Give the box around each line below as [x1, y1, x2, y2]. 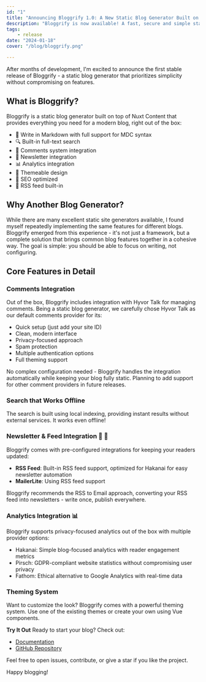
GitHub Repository [15, 645, 63, 652]
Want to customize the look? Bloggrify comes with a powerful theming [6, 602, 184, 609]
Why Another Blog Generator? [6, 200, 124, 210]
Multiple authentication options [15, 350, 94, 357]
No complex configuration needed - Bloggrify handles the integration [6, 368, 181, 375]
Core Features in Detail [6, 266, 96, 277]
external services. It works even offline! [6, 416, 106, 424]
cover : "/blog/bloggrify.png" [6, 44, 84, 50]
